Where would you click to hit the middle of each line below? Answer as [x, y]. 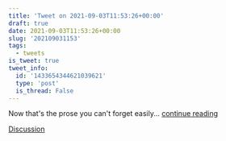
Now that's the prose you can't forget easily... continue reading [113, 114]
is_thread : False [45, 91]
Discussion [27, 129]
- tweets [30, 53]
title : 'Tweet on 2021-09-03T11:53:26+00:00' [86, 16]
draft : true [28, 23]
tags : [17, 46]
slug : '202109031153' [45, 38]
